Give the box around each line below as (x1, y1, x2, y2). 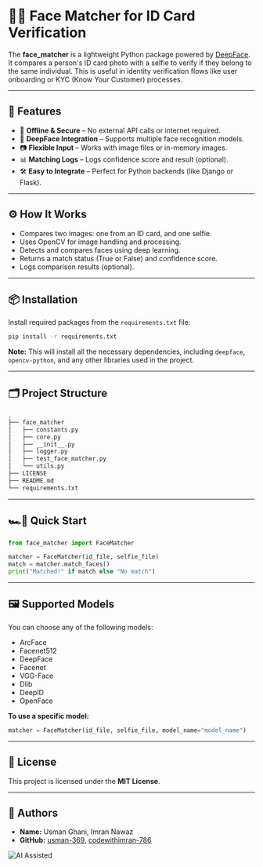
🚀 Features (8, 105, 62, 118)
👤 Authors (8, 806, 59, 819)
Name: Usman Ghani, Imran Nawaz (19, 827, 134, 836)
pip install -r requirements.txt (8, 333, 117, 341)
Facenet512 (19, 646, 57, 655)
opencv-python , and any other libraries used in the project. (8, 355, 194, 365)
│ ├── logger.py (8, 447, 68, 456)
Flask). (19, 177, 41, 187)
